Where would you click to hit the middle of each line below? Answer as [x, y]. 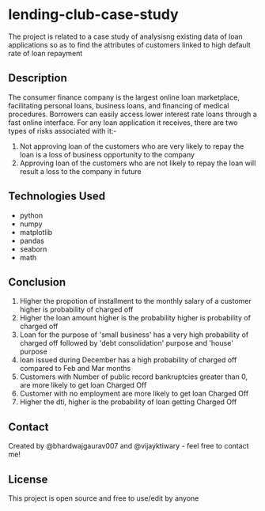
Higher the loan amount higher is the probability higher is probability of [135, 318]
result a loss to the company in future [81, 171]
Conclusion [37, 282]
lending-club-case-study [94, 15]
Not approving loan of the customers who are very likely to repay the [132, 146]
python [31, 215]
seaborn [33, 249]
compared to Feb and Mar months [75, 369]
